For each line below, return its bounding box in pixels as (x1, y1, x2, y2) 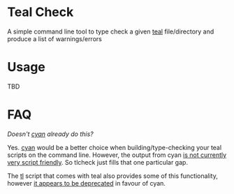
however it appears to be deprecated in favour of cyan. (7, 179, 166, 187)
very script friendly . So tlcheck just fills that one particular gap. (7, 158, 189, 166)
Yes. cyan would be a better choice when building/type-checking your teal (7, 143, 222, 151)
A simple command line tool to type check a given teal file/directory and (7, 27, 214, 36)
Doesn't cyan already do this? (7, 130, 94, 138)
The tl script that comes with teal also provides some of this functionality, (7, 172, 218, 180)
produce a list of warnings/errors (7, 34, 103, 43)
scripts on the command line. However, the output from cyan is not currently (7, 151, 227, 159)
